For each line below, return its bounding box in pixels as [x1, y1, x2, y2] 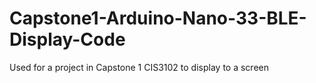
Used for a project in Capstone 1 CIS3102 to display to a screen [9, 61, 269, 73]
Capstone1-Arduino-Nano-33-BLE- [9, 7, 307, 30]
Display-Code [9, 28, 126, 51]
